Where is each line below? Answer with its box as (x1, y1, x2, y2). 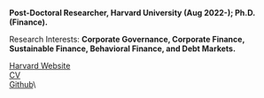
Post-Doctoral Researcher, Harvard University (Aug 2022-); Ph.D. (9, 8, 255, 18)
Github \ (9, 79, 36, 89)
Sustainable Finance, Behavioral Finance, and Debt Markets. (9, 43, 237, 54)
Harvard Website (9, 61, 71, 71)
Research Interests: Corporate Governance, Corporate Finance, (9, 34, 245, 44)
